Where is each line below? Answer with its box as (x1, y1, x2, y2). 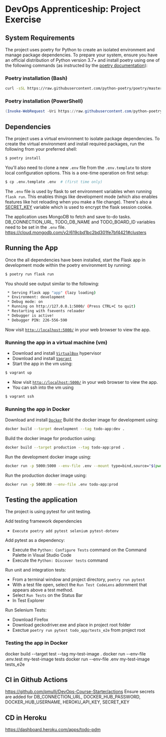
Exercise (5, 14, 41, 25)
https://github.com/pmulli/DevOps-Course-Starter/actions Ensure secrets (5, 689, 155, 695)
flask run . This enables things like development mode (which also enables (5, 194, 158, 200)
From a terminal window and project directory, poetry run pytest (12, 576, 145, 582)
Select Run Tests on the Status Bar (12, 592, 83, 598)
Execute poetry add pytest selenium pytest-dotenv (12, 529, 119, 534)
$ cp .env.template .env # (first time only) (5, 179, 103, 185)
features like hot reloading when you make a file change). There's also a (5, 199, 152, 205)
